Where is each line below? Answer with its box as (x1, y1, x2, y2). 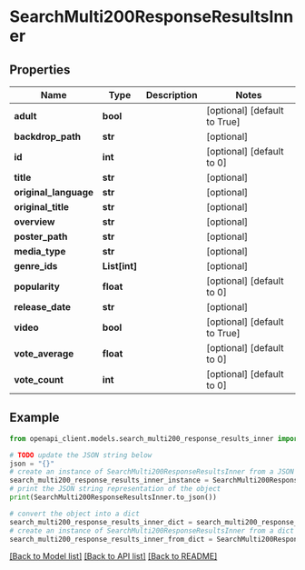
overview (14, 215, 55, 228)
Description (145, 89, 198, 101)
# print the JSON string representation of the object (9, 485, 221, 494)
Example (9, 410, 60, 425)
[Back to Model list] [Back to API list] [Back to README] (9, 551, 218, 562)
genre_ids (14, 260, 58, 272)
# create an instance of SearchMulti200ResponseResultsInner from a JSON (9, 467, 295, 476)
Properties (9, 62, 71, 77)
